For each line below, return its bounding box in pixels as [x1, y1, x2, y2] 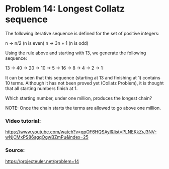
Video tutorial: [5, 117, 41, 124]
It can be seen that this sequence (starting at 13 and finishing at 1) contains [5, 74, 161, 80]
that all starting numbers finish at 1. [5, 85, 78, 91]
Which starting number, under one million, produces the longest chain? [5, 95, 152, 101]
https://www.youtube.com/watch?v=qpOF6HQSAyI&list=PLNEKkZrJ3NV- [5, 129, 157, 135]
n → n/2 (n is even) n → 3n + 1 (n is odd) [5, 40, 89, 46]
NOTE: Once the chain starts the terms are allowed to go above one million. [5, 105, 161, 111]
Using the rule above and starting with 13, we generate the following [5, 50, 146, 56]
